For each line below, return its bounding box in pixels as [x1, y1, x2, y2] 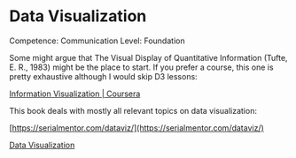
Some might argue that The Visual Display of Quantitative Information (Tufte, [9, 52, 288, 63]
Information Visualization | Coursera [9, 88, 141, 99]
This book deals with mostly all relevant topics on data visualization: [9, 105, 257, 116]
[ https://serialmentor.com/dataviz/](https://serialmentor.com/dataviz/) [9, 122, 264, 133]
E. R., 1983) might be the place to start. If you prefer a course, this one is [9, 62, 274, 72]
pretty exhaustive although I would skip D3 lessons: [9, 71, 198, 81]
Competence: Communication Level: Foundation [9, 35, 185, 46]
